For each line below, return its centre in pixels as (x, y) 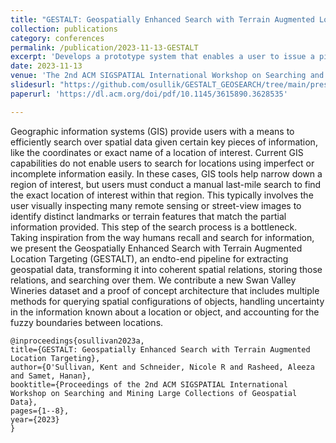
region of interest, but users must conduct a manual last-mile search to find (166, 184)
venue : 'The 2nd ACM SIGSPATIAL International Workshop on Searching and (167, 76)
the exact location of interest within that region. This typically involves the (162, 195)
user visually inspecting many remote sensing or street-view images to (156, 205)
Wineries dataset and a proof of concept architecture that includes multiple (165, 290)
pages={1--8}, (40, 411)
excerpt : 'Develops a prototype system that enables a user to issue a (162, 57)
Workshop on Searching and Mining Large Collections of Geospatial (154, 393)
